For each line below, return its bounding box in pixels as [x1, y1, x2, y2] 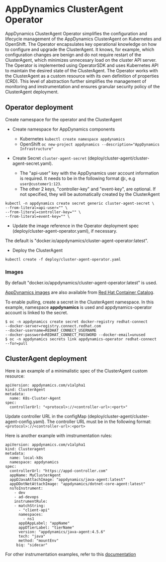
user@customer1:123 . [19, 180, 62, 186]
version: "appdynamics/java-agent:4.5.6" [18, 529, 106, 534]
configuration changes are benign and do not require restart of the [5, 51, 142, 58]
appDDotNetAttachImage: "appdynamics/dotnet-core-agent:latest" [9, 481, 146, 486]
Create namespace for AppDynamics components [12, 126, 115, 132]
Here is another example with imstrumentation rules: [5, 432, 112, 438]
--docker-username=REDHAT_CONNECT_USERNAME [5, 328, 97, 333]
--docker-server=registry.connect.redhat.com [5, 324, 101, 329]
